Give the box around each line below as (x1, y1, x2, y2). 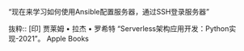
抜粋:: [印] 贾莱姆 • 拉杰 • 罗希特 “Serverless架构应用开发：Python (8, 24, 229, 33)
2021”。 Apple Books (18, 34, 89, 43)
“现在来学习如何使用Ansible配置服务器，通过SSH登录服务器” (8, 7, 210, 16)
